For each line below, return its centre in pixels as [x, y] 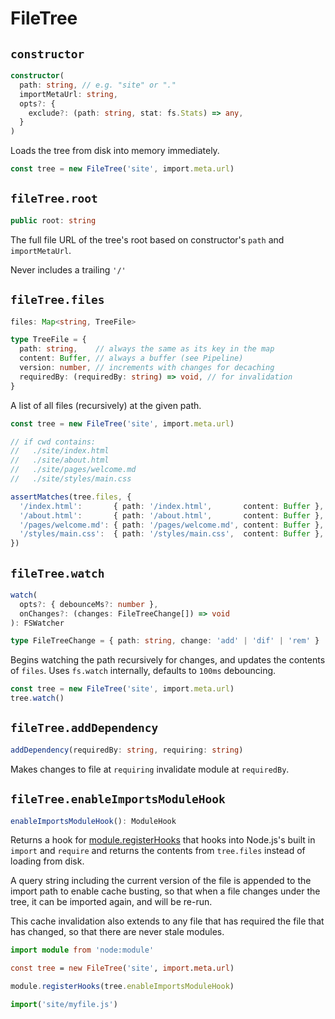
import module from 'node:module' [82, 950]
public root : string [53, 220]
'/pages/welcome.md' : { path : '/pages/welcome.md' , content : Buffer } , [172, 525]
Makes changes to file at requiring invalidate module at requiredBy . [150, 769]
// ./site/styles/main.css [71, 479]
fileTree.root [54, 199]
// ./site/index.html [60, 451]
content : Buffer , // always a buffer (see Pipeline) [131, 358]
